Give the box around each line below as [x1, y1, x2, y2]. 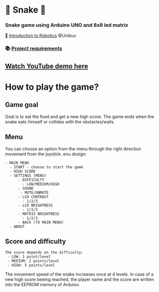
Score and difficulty [5, 238, 66, 245]
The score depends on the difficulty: [5, 250, 83, 255]
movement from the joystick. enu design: [5, 151, 87, 157]
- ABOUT [9, 224, 25, 229]
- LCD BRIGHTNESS [17, 203, 53, 208]
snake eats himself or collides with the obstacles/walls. [5, 119, 115, 124]
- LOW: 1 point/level [7, 255, 51, 259]
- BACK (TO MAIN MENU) [17, 220, 64, 225]
